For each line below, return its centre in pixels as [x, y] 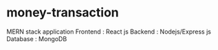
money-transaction [63, 13]
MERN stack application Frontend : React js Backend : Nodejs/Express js [109, 32]
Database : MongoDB [37, 38]
